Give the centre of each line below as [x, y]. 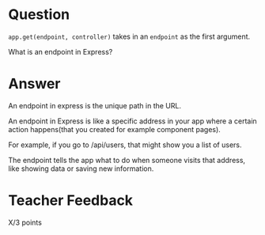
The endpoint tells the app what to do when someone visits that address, [127, 160]
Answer [34, 84]
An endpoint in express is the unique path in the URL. [95, 105]
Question [39, 15]
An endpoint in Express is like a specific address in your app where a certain [132, 121]
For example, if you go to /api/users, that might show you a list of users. [125, 145]
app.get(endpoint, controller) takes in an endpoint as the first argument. [129, 36]
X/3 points [25, 222]
